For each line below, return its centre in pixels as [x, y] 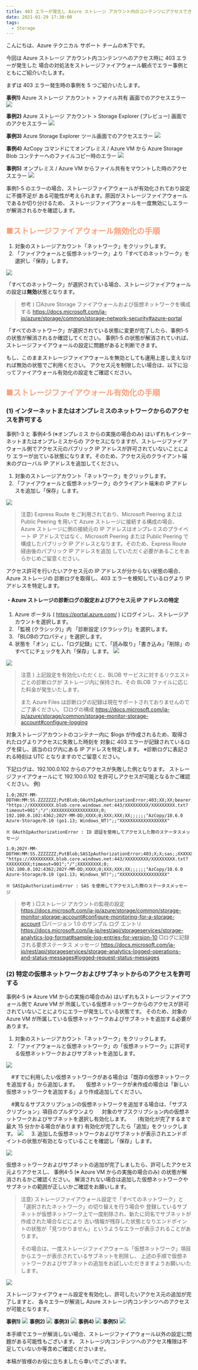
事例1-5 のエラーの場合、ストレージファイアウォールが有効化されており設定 [98, 189]
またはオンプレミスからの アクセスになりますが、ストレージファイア [105, 441]
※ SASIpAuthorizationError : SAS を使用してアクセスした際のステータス [88, 886]
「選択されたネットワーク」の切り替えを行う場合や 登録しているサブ [104, 1207]
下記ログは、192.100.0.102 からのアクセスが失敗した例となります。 [87, 769]
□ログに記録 [174, 937]
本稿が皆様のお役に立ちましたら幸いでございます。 [68, 1361]
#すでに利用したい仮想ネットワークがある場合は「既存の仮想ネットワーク [100, 1077]
